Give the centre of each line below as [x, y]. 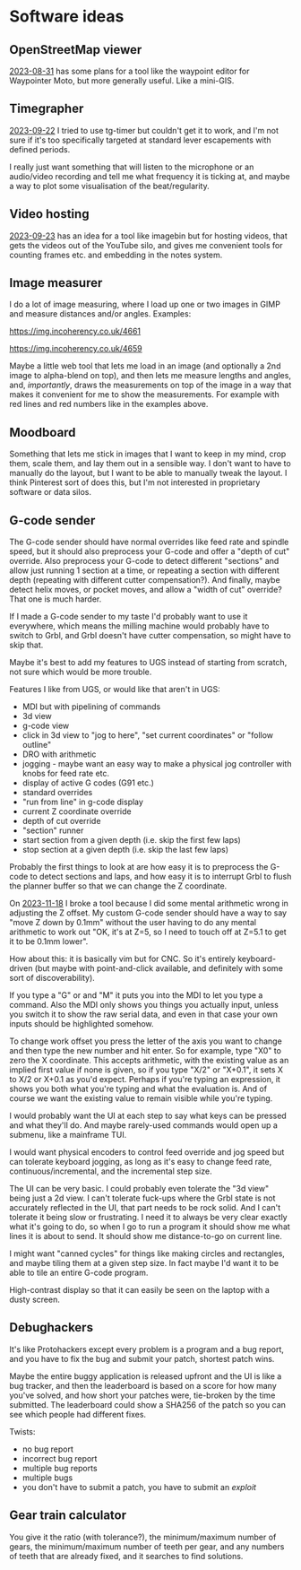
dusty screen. [34, 1300]
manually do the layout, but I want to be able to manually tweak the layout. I [148, 473]
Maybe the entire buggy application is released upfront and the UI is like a [146, 1376]
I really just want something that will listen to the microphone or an [132, 167]
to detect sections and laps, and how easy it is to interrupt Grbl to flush [161, 877]
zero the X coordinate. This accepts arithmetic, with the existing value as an [149, 1061]
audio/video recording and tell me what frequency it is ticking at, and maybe [150, 176]
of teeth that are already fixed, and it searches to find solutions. [126, 1556]
